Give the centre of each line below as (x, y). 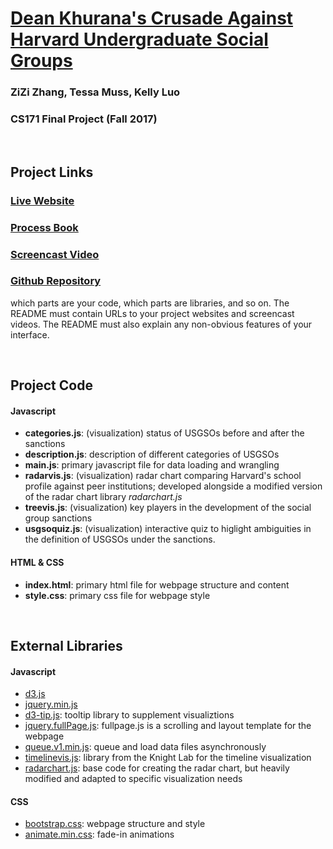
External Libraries (66, 646)
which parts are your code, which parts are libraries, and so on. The (150, 303)
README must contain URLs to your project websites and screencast (152, 313)
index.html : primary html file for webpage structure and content (157, 584)
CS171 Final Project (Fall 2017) (84, 119)
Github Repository (56, 281)
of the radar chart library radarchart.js (103, 497)
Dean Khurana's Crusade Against (152, 18)
